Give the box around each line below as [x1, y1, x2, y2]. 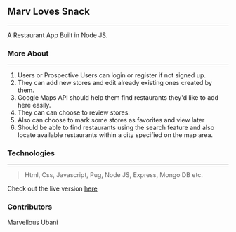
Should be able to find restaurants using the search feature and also [17, 123, 215, 132]
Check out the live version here [7, 184, 98, 193]
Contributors [7, 202, 53, 212]
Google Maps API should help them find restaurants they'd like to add [17, 94, 219, 102]
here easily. [17, 101, 51, 110]
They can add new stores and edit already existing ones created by [17, 79, 213, 87]
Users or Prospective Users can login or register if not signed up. [17, 71, 206, 79]
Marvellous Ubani [7, 218, 58, 226]
